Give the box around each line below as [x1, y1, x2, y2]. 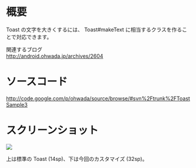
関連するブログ [6, 45, 42, 53]
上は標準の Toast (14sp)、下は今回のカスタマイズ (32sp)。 [6, 155, 148, 162]
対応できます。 [16, 33, 52, 40]
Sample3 [6, 101, 28, 108]
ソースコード [6, 75, 68, 88]
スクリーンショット [6, 124, 99, 137]
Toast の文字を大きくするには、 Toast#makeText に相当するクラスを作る [6, 26, 182, 33]
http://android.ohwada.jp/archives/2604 [6, 52, 104, 60]
